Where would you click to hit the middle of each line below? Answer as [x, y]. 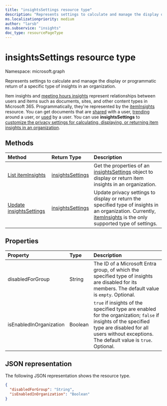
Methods [19, 143]
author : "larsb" [22, 24]
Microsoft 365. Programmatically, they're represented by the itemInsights [80, 106]
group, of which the [116, 270]
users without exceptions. [124, 334]
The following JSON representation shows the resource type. [68, 376]
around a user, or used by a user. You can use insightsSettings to [73, 117]
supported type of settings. [125, 223]
